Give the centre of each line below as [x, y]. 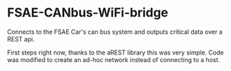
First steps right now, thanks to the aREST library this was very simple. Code [115, 52]
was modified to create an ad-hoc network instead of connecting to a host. [114, 59]
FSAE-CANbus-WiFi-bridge [88, 13]
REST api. [21, 39]
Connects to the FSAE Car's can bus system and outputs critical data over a [115, 32]
